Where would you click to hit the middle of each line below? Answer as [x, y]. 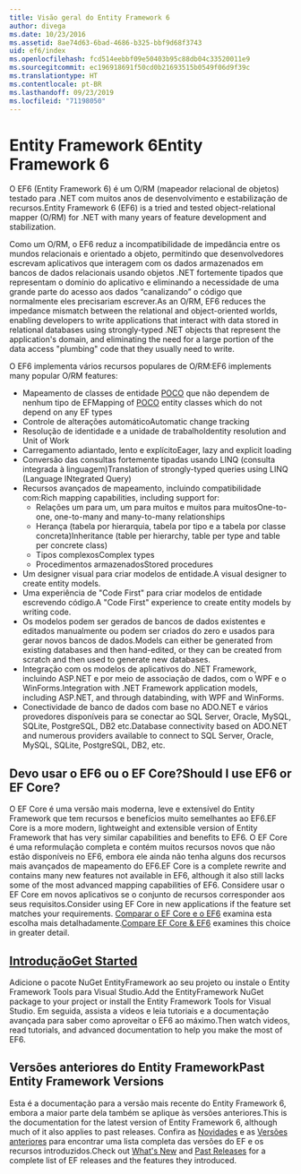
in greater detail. [39, 933]
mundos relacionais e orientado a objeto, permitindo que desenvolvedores [146, 254]
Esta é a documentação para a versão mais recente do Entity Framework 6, [148, 1103]
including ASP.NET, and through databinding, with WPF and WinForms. [153, 698]
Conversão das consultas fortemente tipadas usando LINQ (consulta [149, 460]
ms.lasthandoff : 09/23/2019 [62, 92]
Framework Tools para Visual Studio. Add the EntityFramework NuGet [137, 991]
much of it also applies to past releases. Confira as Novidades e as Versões [149, 1131]
